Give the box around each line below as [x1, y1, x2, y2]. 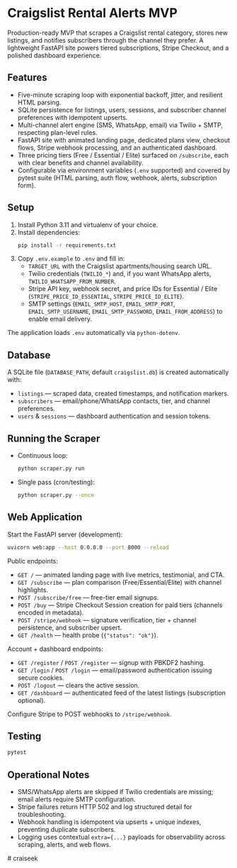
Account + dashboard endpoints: [7, 644, 104, 653]
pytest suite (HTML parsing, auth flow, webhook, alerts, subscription [17, 173, 217, 182]
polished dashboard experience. [7, 51, 102, 60]
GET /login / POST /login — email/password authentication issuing [17, 666, 212, 674]
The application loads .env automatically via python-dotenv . [7, 329, 180, 337]
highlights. [17, 586, 48, 594]
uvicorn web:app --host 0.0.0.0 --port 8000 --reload [7, 544, 170, 551]
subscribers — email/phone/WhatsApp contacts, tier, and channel [17, 397, 211, 405]
